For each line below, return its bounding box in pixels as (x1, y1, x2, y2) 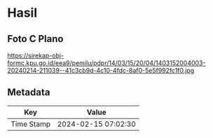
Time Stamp (11, 119, 51, 129)
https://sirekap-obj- (7, 51, 64, 60)
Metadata (7, 86, 50, 99)
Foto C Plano (7, 33, 64, 45)
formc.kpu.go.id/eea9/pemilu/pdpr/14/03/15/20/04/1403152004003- (7, 59, 206, 67)
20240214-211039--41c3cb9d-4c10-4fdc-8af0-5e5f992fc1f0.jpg (7, 67, 195, 74)
